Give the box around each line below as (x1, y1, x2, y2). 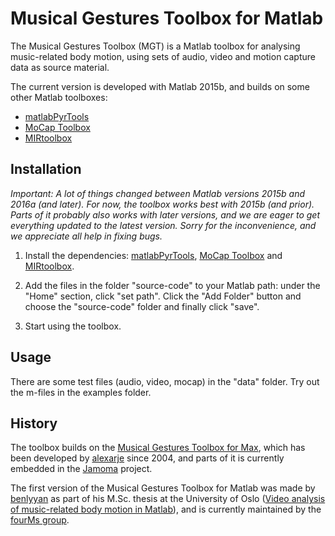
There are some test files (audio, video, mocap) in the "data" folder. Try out (10, 375, 320, 387)
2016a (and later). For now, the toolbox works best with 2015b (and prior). (10, 198, 315, 210)
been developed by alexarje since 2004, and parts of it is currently (10, 452, 285, 464)
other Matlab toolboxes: (10, 91, 108, 103)
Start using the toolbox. (24, 320, 122, 332)
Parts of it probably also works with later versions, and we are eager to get (10, 208, 320, 221)
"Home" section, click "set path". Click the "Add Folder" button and (24, 290, 302, 302)
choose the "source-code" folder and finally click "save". (24, 300, 260, 312)
